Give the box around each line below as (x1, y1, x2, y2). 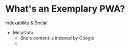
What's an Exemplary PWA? (5, 3, 125, 15)
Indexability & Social (5, 20, 48, 26)
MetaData (12, 29, 34, 35)
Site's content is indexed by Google (20, 35, 95, 41)
